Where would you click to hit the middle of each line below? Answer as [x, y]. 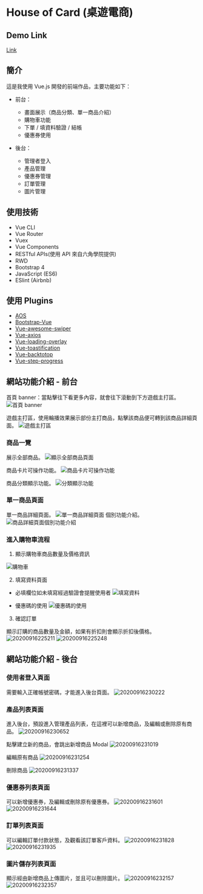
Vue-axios [28, 335]
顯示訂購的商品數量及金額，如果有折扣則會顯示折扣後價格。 [81, 632]
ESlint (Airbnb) [33, 280]
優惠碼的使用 [31, 606]
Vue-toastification [38, 348]
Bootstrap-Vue [33, 322]
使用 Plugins [30, 301]
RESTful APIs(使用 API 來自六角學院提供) [66, 254]
